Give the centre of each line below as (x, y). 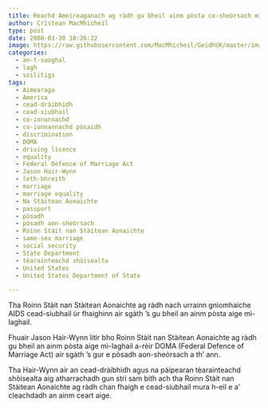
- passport (33, 208)
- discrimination (44, 134)
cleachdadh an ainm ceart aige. (60, 395)
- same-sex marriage (49, 239)
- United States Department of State (78, 275)
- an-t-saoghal (41, 61)
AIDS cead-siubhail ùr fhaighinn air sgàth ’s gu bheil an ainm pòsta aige (126, 314)
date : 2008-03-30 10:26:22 (53, 38)
